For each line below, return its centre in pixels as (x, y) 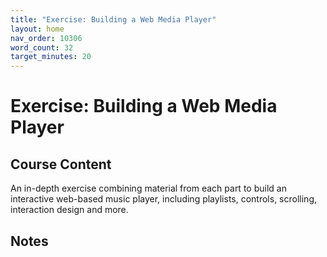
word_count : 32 (42, 47)
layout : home (37, 29)
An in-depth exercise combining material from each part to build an (148, 188)
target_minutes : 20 (51, 57)
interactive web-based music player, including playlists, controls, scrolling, (163, 199)
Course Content (61, 164)
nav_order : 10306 (46, 38)
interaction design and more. (69, 210)
